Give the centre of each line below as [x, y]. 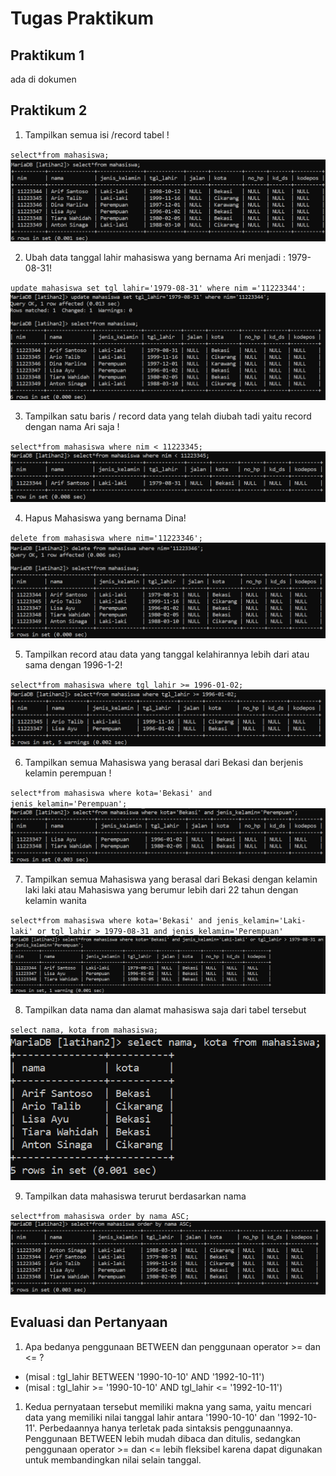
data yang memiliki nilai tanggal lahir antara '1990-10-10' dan [150, 1417]
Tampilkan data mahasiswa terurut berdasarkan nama [135, 1196]
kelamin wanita [55, 901]
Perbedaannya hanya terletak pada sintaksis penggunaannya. [166, 1428]
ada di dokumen [43, 79]
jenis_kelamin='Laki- [261, 921]
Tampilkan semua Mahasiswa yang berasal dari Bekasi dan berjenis [164, 762]
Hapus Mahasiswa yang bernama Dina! [105, 518]
